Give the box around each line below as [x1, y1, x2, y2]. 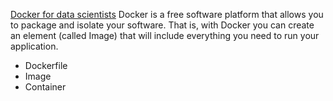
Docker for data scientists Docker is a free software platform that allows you [10, 9, 324, 20]
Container [24, 81, 67, 93]
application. [10, 40, 59, 52]
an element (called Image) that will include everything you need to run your [10, 30, 320, 41]
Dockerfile [24, 60, 68, 71]
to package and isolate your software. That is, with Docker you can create [10, 19, 315, 31]
